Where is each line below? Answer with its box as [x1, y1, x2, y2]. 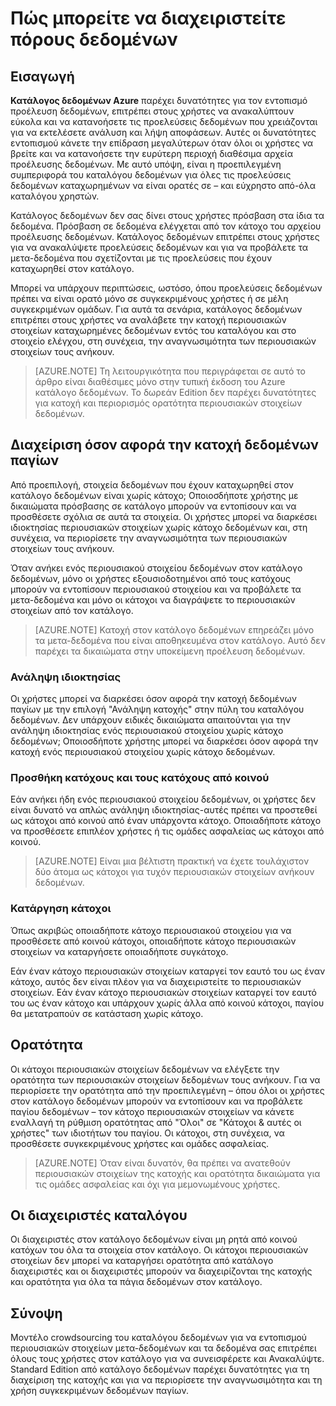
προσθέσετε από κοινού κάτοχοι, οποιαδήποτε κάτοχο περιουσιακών [10, 935, 297, 947]
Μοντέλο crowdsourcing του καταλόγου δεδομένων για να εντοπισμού [10, 1332, 308, 1344]
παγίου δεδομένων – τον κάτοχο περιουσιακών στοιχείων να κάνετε [10, 1105, 295, 1117]
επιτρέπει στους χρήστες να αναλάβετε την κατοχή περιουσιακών [10, 314, 287, 326]
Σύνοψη [10, 1305, 63, 1322]
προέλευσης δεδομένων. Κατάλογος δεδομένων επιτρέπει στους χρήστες [10, 231, 320, 242]
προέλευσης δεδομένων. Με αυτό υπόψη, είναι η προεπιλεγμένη [10, 158, 282, 170]
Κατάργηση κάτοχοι [10, 902, 112, 916]
